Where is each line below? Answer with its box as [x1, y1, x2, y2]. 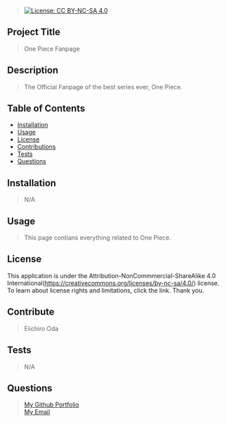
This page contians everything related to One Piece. [23, 233, 172, 242]
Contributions [16, 143, 56, 151]
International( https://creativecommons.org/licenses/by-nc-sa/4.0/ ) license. [7, 279, 220, 287]
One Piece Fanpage [23, 45, 80, 53]
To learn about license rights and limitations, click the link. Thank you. [7, 286, 205, 295]
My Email [23, 408, 50, 416]
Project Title [7, 26, 60, 38]
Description [7, 65, 58, 76]
